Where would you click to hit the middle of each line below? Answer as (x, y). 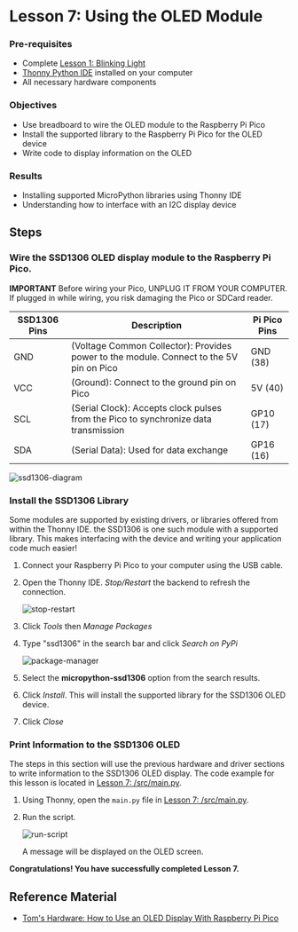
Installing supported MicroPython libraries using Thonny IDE (132, 195)
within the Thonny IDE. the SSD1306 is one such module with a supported (144, 529)
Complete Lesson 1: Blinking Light (84, 63)
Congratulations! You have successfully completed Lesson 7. (124, 869)
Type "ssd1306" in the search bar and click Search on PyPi (129, 644)
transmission (98, 430)
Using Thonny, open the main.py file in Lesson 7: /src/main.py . (135, 800)
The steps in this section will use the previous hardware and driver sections (147, 764)
